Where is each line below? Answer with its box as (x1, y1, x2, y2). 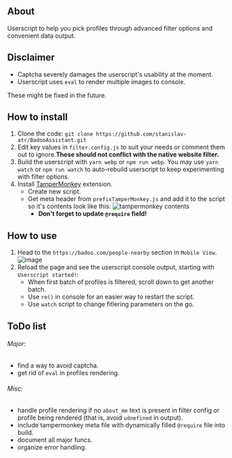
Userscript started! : (17, 271, 79, 279)
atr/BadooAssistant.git (17, 137, 87, 144)
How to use (7, 230, 57, 242)
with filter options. (17, 173, 70, 181)
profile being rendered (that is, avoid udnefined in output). (17, 413, 183, 422)
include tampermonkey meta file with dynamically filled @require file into (17, 421, 226, 429)
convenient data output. (7, 31, 76, 40)
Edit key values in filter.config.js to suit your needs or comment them (17, 143, 225, 152)
